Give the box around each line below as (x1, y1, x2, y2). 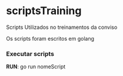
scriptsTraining (6, 4, 82, 18)
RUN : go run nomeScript (6, 63, 66, 70)
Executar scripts (6, 49, 55, 58)
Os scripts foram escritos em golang (6, 35, 95, 42)
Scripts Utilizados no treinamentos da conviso (6, 24, 118, 31)
